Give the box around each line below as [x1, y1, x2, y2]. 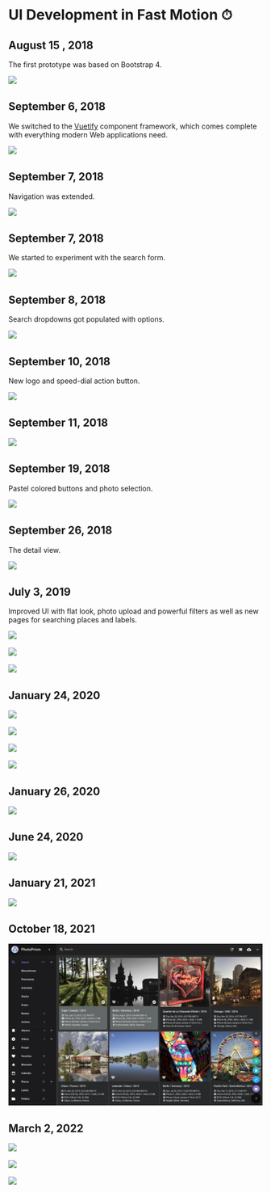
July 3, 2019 [8, 584, 71, 599]
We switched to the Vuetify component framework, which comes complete [8, 121, 257, 131]
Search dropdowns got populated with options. [8, 314, 165, 324]
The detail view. [8, 545, 61, 554]
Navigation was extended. [8, 192, 95, 201]
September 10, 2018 [8, 354, 110, 369]
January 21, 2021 [8, 876, 96, 890]
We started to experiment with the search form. [8, 253, 166, 263]
